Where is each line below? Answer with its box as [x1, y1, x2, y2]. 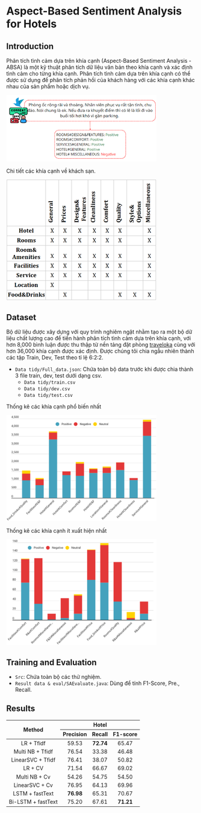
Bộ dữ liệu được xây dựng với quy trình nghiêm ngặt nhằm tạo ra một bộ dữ [6, 328, 193, 336]
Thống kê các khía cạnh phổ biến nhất [6, 403, 102, 410]
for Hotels [6, 17, 57, 31]
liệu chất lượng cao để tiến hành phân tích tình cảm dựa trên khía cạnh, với [6, 335, 191, 342]
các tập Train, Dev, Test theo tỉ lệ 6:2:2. [6, 354, 104, 361]
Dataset [6, 312, 37, 323]
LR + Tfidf [20, 739, 46, 747]
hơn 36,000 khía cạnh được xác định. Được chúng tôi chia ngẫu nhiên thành [6, 347, 194, 355]
